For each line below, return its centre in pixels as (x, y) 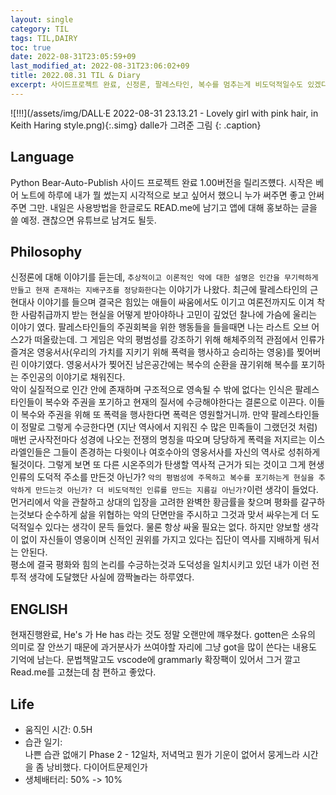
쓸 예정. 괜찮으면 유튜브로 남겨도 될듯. (83, 220)
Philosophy (46, 251)
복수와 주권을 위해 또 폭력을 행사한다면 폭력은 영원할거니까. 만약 (144, 415)
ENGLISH (39, 609)
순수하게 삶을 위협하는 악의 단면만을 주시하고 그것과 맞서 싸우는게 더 (177, 515)
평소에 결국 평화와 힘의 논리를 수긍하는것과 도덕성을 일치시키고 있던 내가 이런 (160, 565)
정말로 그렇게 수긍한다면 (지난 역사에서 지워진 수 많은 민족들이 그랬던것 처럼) (169, 427)
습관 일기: (43, 742)
